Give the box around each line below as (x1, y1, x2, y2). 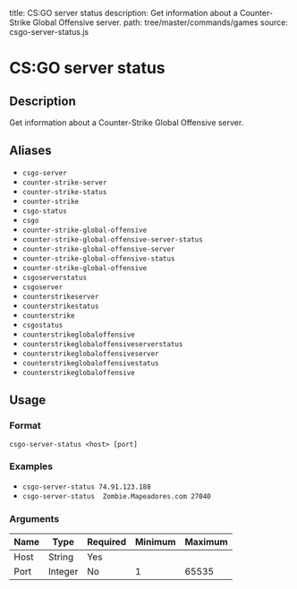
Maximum (184, 536, 228, 549)
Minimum (134, 536, 176, 549)
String (47, 551, 74, 563)
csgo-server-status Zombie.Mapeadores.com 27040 (21, 491, 212, 500)
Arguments (9, 512, 60, 525)
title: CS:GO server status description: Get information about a (9, 8, 239, 18)
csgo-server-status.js (9, 27, 89, 37)
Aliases (9, 143, 52, 158)
